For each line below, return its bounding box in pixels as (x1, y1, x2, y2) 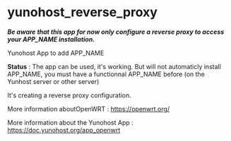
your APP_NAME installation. (7, 35, 95, 43)
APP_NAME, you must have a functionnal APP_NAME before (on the (7, 70, 205, 78)
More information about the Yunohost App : (7, 118, 134, 127)
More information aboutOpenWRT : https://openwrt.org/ (7, 104, 170, 113)
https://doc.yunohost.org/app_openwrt (7, 125, 121, 134)
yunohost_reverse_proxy (7, 4, 158, 20)
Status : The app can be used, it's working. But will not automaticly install (7, 62, 221, 70)
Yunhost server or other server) (7, 77, 100, 85)
